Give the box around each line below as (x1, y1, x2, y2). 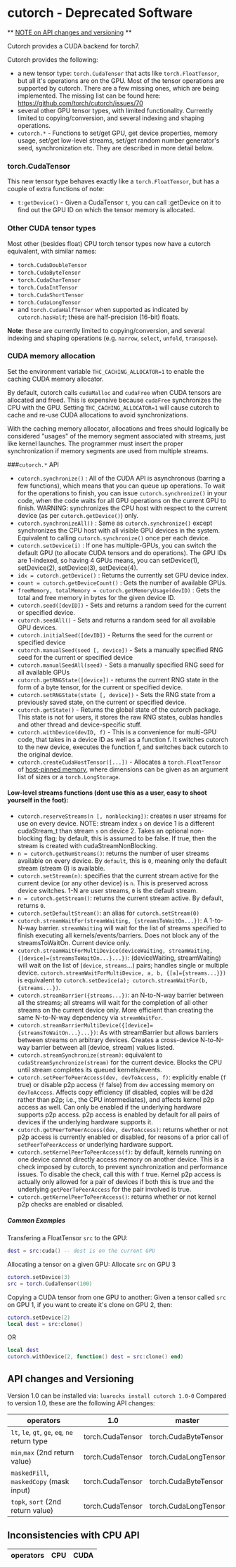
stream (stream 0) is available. (17, 864, 105, 873)
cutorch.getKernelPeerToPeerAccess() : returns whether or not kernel (17, 1192, 216, 1201)
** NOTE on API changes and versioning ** (7, 28, 132, 37)
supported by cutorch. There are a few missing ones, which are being (17, 84, 219, 92)
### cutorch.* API (7, 460, 60, 469)
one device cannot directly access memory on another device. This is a (17, 1155, 225, 1164)
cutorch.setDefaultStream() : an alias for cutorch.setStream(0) (17, 909, 200, 918)
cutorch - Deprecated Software (7, 5, 193, 21)
